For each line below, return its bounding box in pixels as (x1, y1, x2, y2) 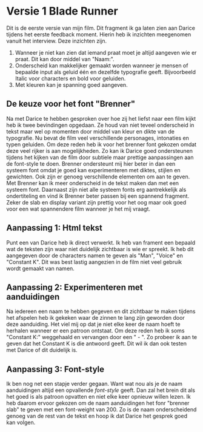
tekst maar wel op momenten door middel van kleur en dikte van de (6, 127, 175, 135)
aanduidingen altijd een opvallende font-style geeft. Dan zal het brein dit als (6, 386, 196, 394)
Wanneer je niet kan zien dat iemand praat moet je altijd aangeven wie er (15, 49, 197, 56)
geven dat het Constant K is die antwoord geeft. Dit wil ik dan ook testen (6, 340, 187, 347)
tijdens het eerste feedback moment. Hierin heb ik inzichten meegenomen (6, 30, 191, 38)
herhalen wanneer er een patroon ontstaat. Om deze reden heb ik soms (6, 327, 185, 334)
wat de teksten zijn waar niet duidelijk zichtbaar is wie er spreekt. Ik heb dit (6, 245, 194, 252)
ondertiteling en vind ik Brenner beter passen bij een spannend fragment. (6, 192, 190, 200)
